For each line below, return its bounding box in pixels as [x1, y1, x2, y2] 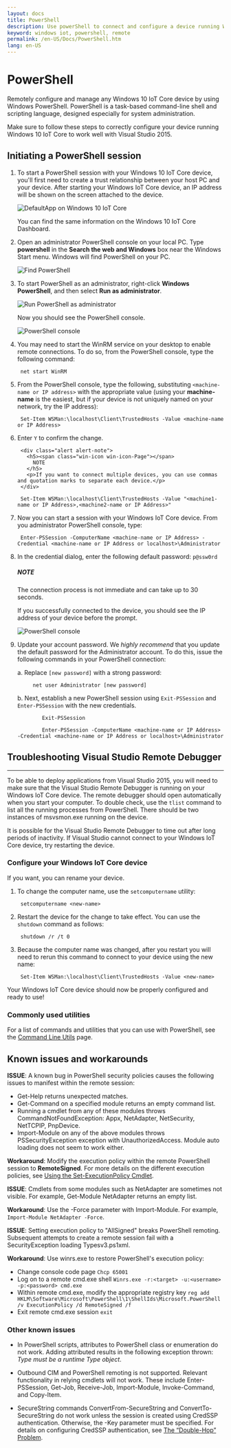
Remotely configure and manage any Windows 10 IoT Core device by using [7, 95, 220, 103]
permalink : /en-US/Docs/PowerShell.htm [7, 36, 122, 43]
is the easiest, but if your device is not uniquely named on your [35, 395, 213, 403]
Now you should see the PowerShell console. [16, 313, 146, 322]
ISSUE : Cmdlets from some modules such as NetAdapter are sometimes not [7, 1184, 222, 1193]
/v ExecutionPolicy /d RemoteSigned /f [16, 1302, 132, 1309]
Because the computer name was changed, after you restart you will [16, 945, 211, 953]
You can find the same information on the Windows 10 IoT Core [16, 217, 196, 225]
